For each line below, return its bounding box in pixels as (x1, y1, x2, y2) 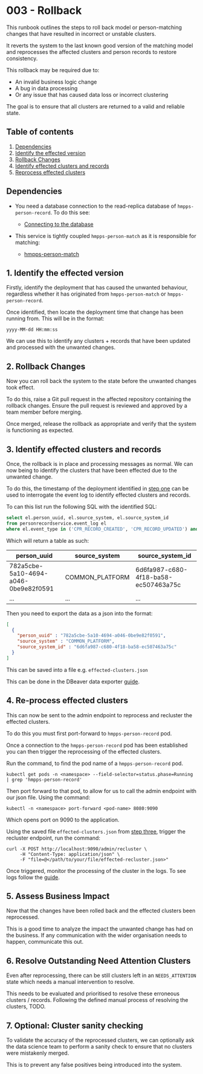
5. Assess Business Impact (6, 891, 110, 901)
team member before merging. (6, 408, 83, 416)
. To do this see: (50, 208, 91, 216)
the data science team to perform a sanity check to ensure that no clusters (6, 1043, 192, 1050)
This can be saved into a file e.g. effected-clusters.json (6, 666, 148, 673)
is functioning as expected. (6, 426, 74, 434)
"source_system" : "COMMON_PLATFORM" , (17, 638, 115, 645)
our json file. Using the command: (6, 794, 91, 801)
